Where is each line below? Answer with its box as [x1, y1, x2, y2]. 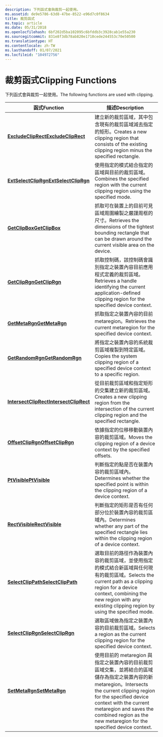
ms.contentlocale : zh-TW [5, 43, 55, 48]
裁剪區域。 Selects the [104, 572, 154, 579]
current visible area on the [94, 241, 154, 248]
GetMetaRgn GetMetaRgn [7, 320, 67, 327]
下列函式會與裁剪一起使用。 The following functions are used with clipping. [5, 92, 154, 98]
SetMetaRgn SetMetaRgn [7, 687, 66, 694]
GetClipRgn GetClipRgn [7, 279, 62, 286]
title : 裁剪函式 [5, 16, 35, 21]
